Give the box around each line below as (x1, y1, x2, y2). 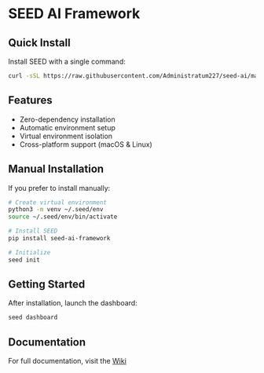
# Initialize (8, 248, 51, 256)
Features (8, 93, 53, 107)
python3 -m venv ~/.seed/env (8, 206, 104, 214)
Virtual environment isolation (19, 131, 112, 141)
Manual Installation (8, 163, 104, 176)
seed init (8, 256, 41, 264)
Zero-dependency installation (19, 115, 115, 124)
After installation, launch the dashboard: (8, 298, 137, 308)
